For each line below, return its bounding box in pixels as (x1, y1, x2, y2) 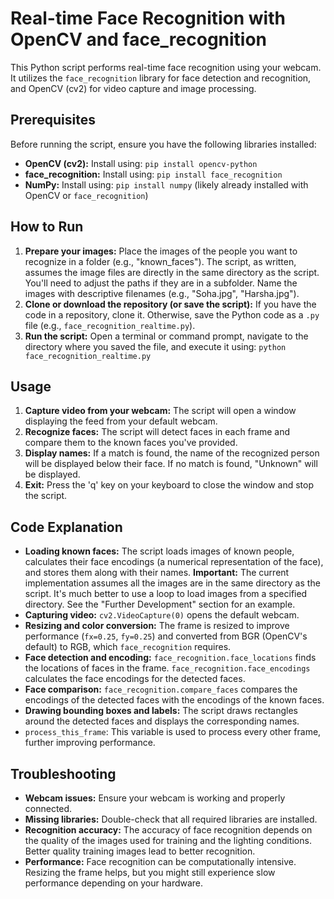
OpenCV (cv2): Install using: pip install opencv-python (24, 157, 258, 169)
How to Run (10, 218, 84, 236)
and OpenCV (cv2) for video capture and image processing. (10, 82, 257, 94)
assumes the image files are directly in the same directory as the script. (24, 266, 320, 278)
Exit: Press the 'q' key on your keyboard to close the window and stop (24, 479, 315, 491)
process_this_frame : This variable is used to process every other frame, (24, 726, 322, 738)
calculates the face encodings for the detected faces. (24, 673, 246, 685)
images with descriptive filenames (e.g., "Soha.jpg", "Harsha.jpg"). (24, 287, 300, 299)
